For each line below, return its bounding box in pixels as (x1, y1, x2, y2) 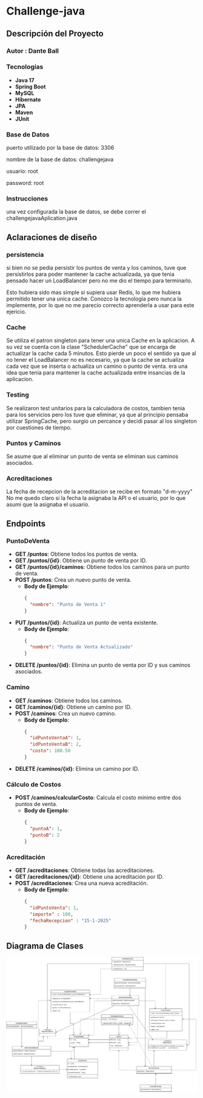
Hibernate (15, 96, 41, 103)
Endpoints (6, 518, 46, 528)
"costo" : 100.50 (29, 748, 71, 754)
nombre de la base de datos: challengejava (6, 156, 114, 163)
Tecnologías (6, 62, 44, 71)
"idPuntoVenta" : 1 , (29, 905, 79, 911)
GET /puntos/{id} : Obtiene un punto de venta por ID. (15, 556, 147, 564)
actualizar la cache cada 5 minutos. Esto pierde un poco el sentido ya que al (6, 350, 196, 357)
